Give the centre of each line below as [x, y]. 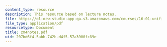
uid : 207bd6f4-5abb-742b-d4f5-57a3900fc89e [51, 37]
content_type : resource [30, 10]
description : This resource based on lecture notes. [61, 14]
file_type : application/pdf [34, 23]
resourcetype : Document [30, 28]
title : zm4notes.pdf [27, 32]
